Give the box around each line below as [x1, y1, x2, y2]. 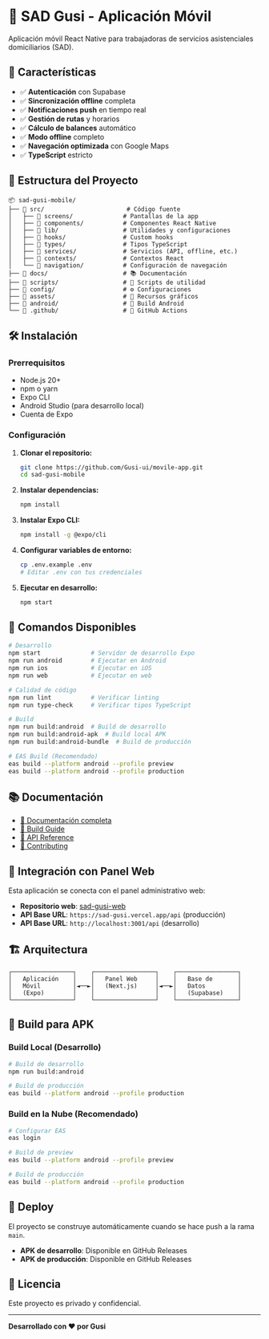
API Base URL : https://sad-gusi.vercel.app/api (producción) [19, 910, 226, 919]
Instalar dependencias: [19, 485, 99, 495]
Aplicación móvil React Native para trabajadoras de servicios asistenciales [8, 34, 254, 43]
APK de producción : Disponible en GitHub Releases [19, 1254, 192, 1264]
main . [8, 1230, 26, 1240]
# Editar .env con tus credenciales [19, 568, 143, 576]
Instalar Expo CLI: [19, 515, 80, 525]
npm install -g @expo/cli [19, 531, 106, 539]
